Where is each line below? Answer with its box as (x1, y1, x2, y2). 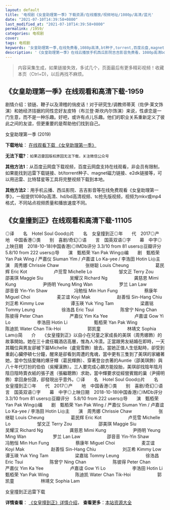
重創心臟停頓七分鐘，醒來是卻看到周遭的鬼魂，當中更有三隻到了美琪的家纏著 (5, 351, 165, 357)
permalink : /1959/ (5, 26, 44, 31)
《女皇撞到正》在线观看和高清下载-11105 (5, 216, 133, 225)
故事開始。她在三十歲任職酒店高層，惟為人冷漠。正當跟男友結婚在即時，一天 (5, 338, 165, 345)
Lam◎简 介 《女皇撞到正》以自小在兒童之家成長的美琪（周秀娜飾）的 (5, 332, 162, 338)
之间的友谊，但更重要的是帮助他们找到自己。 (9, 120, 103, 127)
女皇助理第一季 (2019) (5, 131, 51, 138)
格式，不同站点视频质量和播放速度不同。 (5, 200, 90, 206)
